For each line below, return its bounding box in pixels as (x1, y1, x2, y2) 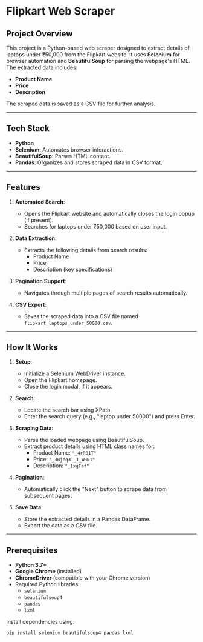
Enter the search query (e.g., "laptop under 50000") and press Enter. (24, 413, 196, 420)
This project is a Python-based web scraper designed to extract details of (6, 44, 190, 52)
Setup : (14, 358, 33, 366)
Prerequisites (6, 545, 58, 555)
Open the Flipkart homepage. (24, 376, 97, 384)
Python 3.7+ (14, 561, 47, 569)
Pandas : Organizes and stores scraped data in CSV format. (14, 159, 163, 166)
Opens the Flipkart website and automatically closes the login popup (24, 210, 195, 217)
